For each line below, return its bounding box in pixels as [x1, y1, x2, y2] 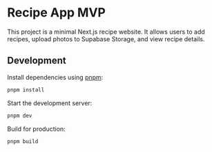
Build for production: [7, 124, 66, 133]
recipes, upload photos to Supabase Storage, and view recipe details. [7, 34, 205, 43]
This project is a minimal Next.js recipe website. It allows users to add [7, 28, 205, 36]
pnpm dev [7, 112, 32, 119]
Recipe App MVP [7, 5, 106, 21]
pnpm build [7, 138, 39, 145]
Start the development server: [7, 98, 93, 107]
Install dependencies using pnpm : [7, 73, 104, 81]
